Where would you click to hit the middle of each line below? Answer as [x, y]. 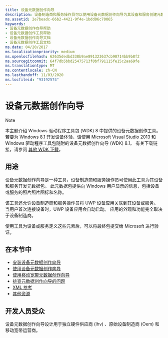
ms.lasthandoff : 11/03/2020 [34, 75]
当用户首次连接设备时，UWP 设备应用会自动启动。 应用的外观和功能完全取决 [84, 209]
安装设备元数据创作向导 [36, 262]
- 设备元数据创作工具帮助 [28, 33]
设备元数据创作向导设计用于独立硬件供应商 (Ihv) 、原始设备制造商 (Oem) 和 [82, 324]
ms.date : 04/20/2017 [27, 47]
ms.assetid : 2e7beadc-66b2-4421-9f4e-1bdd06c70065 [59, 19]
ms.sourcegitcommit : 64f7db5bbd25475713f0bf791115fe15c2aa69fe [72, 61]
